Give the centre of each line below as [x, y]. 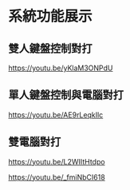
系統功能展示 [51, 16]
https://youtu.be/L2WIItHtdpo [57, 161]
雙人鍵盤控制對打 [50, 48]
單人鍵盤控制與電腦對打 [66, 95]
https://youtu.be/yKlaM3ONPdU [61, 68]
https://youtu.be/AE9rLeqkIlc [56, 115]
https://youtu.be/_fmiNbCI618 [57, 177]
